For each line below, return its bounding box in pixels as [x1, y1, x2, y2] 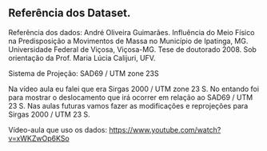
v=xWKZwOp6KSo [8, 133, 70, 143]
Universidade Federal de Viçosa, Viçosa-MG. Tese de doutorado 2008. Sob [8, 44, 257, 54]
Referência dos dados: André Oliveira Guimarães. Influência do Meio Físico [8, 27, 255, 37]
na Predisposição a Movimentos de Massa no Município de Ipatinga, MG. [8, 36, 249, 46]
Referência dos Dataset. [8, 6, 131, 20]
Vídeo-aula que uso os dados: [8, 125, 108, 134]
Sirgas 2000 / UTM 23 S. [8, 109, 90, 119]
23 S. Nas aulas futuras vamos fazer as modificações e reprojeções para [8, 101, 249, 110]
